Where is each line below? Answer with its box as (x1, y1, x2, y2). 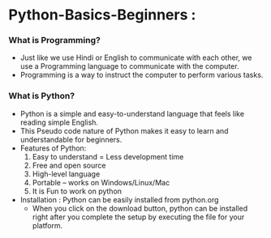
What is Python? (8, 91, 75, 102)
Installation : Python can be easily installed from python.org (19, 194, 219, 204)
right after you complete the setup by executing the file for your (32, 212, 245, 222)
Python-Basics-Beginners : (8, 6, 196, 24)
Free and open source (32, 160, 106, 170)
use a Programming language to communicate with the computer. (19, 62, 239, 71)
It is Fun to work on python (32, 186, 123, 196)
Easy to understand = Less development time (32, 151, 184, 161)
